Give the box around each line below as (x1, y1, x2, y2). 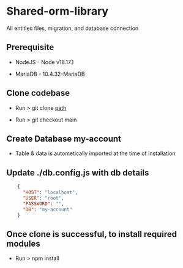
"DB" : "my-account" (22, 206, 72, 212)
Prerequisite (6, 42, 54, 53)
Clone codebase (6, 88, 70, 98)
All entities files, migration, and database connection (6, 24, 139, 32)
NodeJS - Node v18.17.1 (15, 58, 74, 65)
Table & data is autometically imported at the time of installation (15, 150, 176, 157)
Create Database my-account (6, 133, 121, 144)
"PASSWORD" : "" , (22, 200, 64, 207)
